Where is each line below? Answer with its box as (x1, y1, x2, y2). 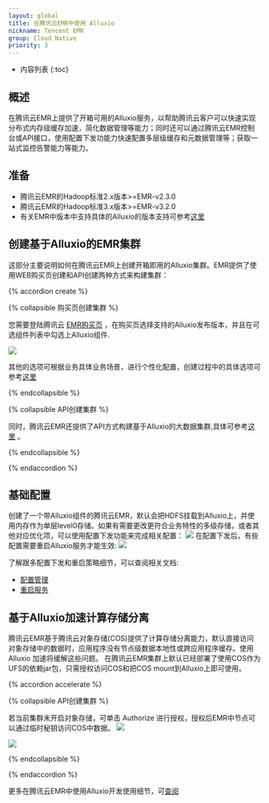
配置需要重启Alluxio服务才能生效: (8, 541, 118, 551)
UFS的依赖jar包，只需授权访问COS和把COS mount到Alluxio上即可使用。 (8, 664, 246, 673)
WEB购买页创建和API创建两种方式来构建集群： (14, 270, 169, 280)
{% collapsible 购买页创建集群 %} (8, 302, 118, 313)
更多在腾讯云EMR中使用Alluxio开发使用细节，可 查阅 (8, 786, 179, 796)
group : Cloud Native (8, 34, 78, 42)
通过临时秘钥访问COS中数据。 (14, 723, 114, 733)
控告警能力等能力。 (29, 143, 93, 152)
